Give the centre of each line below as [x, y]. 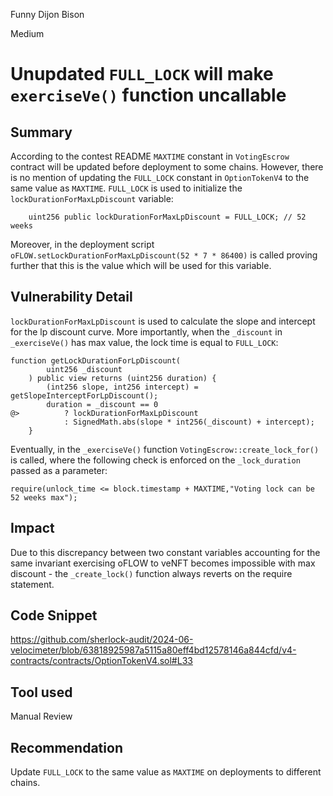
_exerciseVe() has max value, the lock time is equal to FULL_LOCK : [144, 342]
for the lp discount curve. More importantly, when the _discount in [146, 331]
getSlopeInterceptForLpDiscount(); [84, 395]
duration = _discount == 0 [102, 404]
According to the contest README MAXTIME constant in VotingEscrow [150, 156]
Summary [41, 132]
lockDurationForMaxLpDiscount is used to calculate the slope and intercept [163, 321]
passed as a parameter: [59, 470]
